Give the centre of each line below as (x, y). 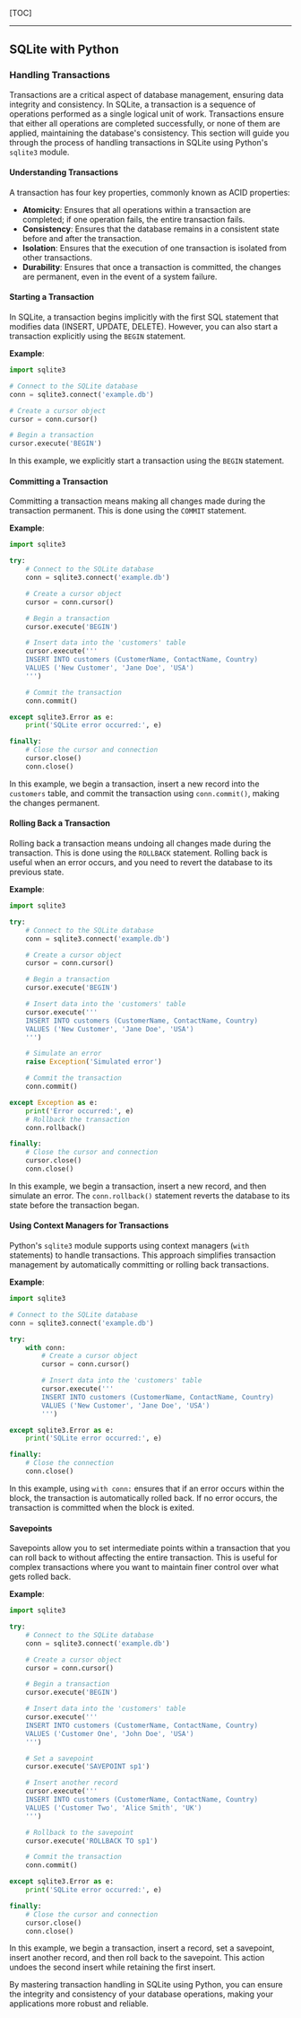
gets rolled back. (40, 1577)
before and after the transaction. (82, 238)
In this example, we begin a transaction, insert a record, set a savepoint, (142, 1948)
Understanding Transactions (64, 172)
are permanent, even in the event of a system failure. (120, 276)
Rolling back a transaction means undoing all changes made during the (140, 843)
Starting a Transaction (52, 297)
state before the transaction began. (74, 1205)
